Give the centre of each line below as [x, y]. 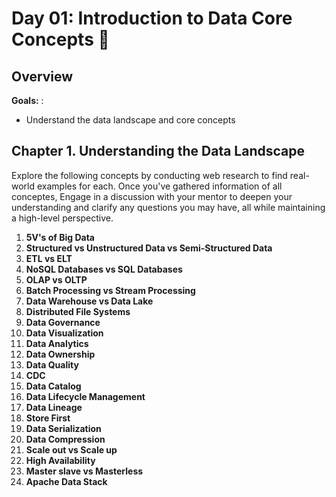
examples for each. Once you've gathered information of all [159, 186]
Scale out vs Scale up [71, 449]
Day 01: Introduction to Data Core [152, 18]
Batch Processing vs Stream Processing [110, 290]
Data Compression [65, 439]
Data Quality [52, 364]
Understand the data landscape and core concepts [130, 120]
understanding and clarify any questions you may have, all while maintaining [168, 207]
